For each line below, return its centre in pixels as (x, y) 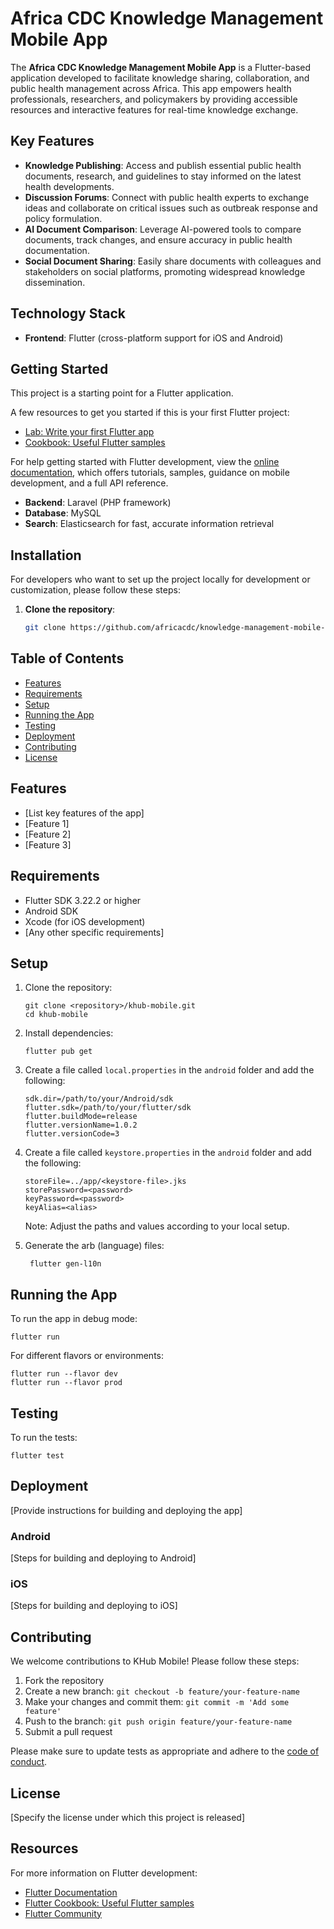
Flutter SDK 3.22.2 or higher (83, 900)
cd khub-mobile (56, 1015)
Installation (46, 555)
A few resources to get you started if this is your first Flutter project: (150, 413)
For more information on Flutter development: (104, 1873)
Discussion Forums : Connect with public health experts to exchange (167, 197)
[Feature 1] (47, 823)
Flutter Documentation (71, 1892)
